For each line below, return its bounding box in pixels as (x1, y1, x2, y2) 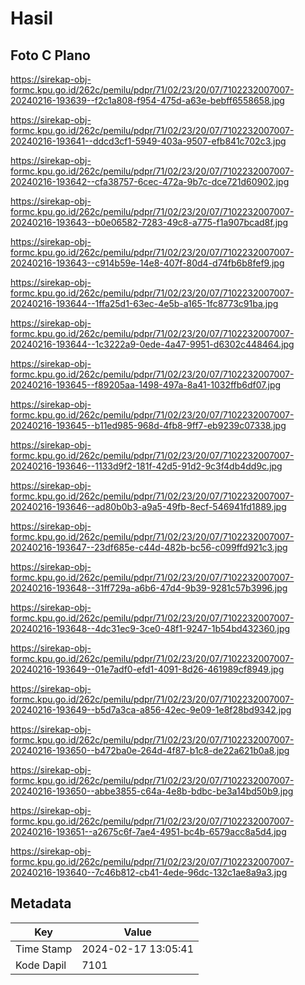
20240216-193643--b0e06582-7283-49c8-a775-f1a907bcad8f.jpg (10, 217, 289, 228)
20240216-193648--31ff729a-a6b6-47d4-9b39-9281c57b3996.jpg (10, 582, 288, 594)
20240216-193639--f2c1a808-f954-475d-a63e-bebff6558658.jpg (10, 95, 285, 106)
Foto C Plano (10, 47, 91, 64)
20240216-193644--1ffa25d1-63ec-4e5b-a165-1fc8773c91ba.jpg (10, 298, 279, 309)
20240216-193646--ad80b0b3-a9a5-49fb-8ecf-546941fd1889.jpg (10, 501, 287, 512)
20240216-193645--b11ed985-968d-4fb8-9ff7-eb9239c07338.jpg (10, 420, 287, 431)
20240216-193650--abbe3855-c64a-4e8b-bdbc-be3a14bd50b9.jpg (10, 785, 294, 797)
